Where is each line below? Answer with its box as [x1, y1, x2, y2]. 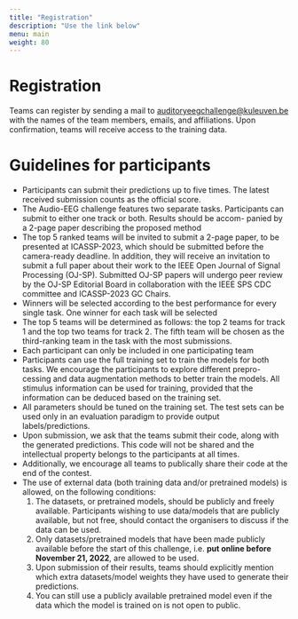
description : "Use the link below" [9, 21, 141, 30]
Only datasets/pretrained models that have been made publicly [35, 534, 266, 544]
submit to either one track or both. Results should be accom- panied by [21, 213, 284, 224]
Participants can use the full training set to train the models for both [21, 354, 270, 365]
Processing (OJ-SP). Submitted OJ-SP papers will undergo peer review [21, 270, 284, 281]
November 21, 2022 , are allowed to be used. [35, 552, 200, 564]
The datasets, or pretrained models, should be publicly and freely [35, 496, 275, 507]
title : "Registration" [9, 12, 93, 22]
